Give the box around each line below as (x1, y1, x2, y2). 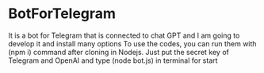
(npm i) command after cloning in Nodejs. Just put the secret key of (8, 47, 230, 57)
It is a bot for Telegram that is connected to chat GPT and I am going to (8, 31, 240, 40)
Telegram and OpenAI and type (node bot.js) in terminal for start (8, 56, 218, 65)
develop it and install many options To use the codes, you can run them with (8, 38, 257, 48)
